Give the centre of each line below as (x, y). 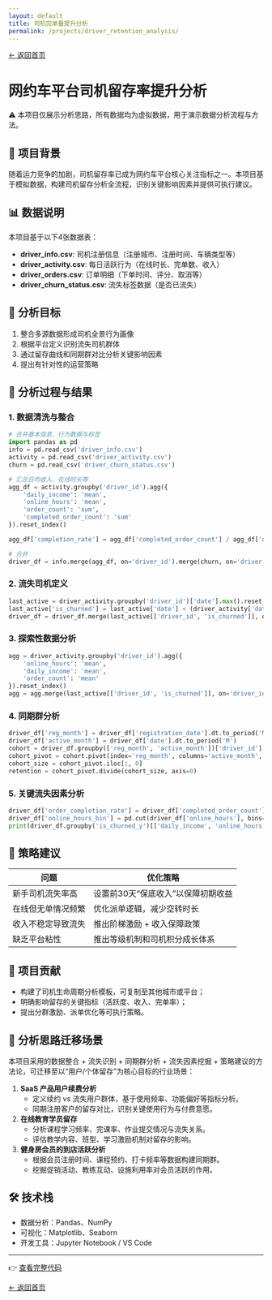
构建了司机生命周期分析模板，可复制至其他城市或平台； (112, 992)
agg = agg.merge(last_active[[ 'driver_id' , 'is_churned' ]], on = (119, 694)
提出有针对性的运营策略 (59, 364)
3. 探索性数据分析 (42, 639)
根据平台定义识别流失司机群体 (70, 344)
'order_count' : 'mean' (61, 678)
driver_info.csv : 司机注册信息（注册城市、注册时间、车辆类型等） (130, 254)
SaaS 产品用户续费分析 (58, 1088)
